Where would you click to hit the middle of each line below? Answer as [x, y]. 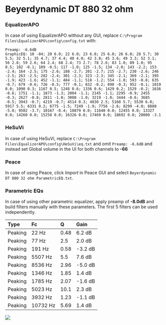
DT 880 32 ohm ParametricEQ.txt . [39, 178]
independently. [20, 212]
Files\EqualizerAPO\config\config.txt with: [51, 41]
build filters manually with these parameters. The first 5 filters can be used [82, 207]
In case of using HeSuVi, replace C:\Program [50, 138]
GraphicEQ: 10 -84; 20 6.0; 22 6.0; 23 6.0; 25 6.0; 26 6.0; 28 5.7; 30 [82, 54]
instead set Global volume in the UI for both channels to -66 [67, 149]
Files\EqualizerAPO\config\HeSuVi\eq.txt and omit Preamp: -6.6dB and [79, 144]
